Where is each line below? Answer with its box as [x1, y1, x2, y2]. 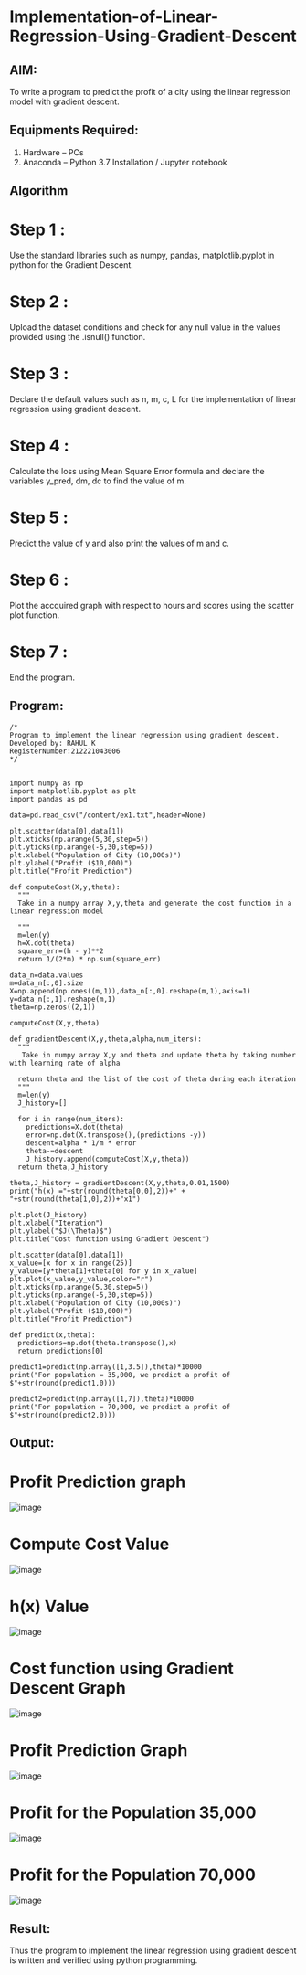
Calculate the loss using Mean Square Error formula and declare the [9, 465, 265, 476]
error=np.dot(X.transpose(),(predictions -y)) [26, 1131, 206, 1140]
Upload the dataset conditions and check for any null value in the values [9, 322, 281, 333]
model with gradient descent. [9, 96, 121, 107]
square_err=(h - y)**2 [17, 946, 104, 956]
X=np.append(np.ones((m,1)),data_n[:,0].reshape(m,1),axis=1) [9, 986, 251, 995]
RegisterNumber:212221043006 [9, 747, 121, 756]
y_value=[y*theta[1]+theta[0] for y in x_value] [9, 1266, 198, 1276]
